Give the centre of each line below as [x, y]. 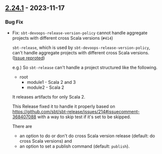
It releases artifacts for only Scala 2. [49, 97]
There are [22, 126]
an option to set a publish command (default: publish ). [75, 146]
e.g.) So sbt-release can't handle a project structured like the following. [85, 67]
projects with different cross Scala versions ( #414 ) [63, 38]
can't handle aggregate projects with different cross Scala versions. [81, 52]
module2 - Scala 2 [46, 87]
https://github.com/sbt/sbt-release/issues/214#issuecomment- [76, 111]
